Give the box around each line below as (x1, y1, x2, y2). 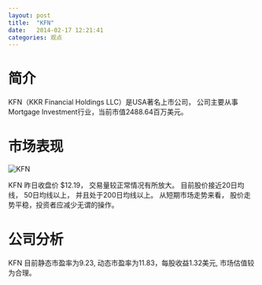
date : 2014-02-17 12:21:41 (8, 26, 104, 34)
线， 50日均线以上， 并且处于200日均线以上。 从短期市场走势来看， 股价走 (8, 191, 252, 200)
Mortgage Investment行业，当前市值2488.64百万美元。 (8, 107, 188, 117)
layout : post (8, 11, 51, 20)
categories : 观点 (8, 33, 63, 42)
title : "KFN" (8, 19, 55, 27)
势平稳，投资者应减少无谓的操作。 (8, 200, 119, 209)
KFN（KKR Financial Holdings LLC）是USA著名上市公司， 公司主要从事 (8, 98, 238, 107)
